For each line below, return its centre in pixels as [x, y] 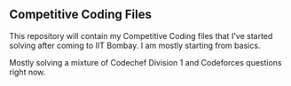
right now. [28, 72]
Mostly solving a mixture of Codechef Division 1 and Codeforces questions [145, 62]
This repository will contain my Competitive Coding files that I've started [141, 35]
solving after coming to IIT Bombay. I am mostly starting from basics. [135, 45]
